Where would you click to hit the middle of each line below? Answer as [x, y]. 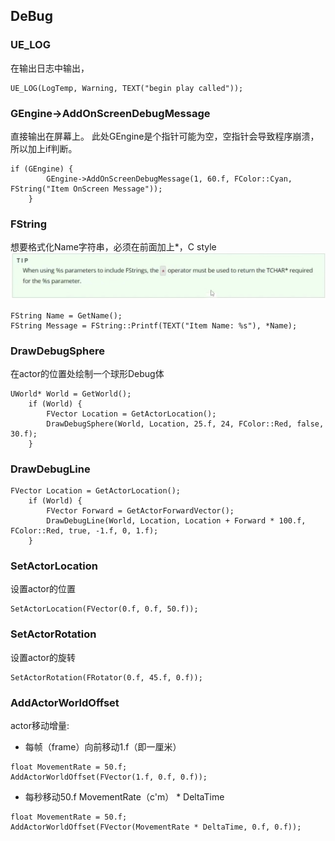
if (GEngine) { [42, 169]
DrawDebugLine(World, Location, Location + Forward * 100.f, [176, 521]
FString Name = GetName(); [66, 315]
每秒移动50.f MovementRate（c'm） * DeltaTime [124, 797]
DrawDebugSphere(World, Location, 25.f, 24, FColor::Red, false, [185, 424]
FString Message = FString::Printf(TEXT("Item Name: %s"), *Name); [154, 325]
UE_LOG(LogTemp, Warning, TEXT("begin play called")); [127, 88]
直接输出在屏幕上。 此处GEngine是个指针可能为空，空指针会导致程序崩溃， [165, 136]
